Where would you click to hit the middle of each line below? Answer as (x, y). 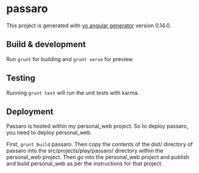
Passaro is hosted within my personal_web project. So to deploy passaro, (97, 126)
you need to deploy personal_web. (49, 132)
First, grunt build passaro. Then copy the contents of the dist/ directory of (99, 145)
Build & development (46, 44)
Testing (21, 78)
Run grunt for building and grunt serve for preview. (70, 59)
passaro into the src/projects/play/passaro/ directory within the (85, 151)
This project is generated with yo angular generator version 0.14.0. (89, 25)
